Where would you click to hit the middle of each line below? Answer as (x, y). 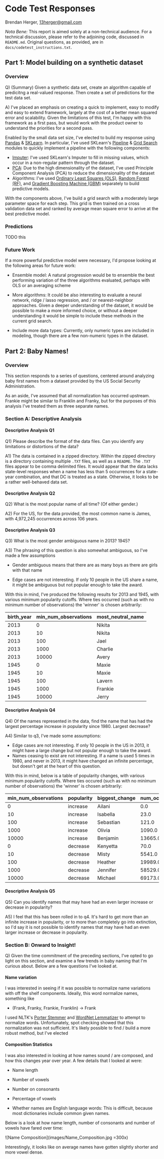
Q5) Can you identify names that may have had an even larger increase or (79, 902)
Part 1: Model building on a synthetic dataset (74, 62)
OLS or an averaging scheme (41, 286)
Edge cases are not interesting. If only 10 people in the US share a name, (85, 580)
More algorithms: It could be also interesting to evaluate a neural (77, 295)
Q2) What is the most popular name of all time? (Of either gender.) (72, 504)
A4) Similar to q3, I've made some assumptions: (53, 736)
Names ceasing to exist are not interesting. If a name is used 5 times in (83, 755)
